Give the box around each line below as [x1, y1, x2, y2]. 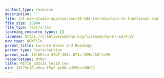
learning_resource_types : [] [5, 30, 64, 34]
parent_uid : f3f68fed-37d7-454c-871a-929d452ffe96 [5, 52, 110, 57]
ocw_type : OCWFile [5, 39, 42, 44]
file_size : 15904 [5, 20, 41, 26]
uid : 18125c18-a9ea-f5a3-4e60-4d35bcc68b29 [5, 66, 95, 71]
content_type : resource [5, 7, 54, 12]
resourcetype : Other [5, 57, 47, 62]
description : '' [5, 12, 38, 16]
